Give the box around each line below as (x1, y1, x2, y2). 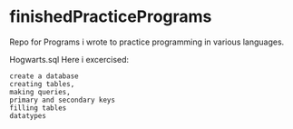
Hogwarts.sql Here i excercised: (9, 54, 130, 64)
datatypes (9, 111, 47, 120)
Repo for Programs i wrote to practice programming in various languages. (9, 36, 285, 47)
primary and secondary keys (9, 95, 116, 104)
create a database (9, 71, 79, 81)
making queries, (9, 87, 71, 96)
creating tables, (9, 79, 75, 88)
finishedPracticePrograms (9, 6, 212, 27)
